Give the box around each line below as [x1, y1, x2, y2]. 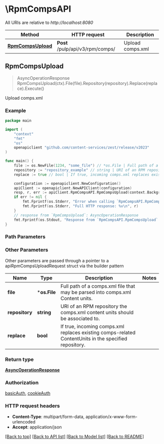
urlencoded [12, 419, 36, 424]
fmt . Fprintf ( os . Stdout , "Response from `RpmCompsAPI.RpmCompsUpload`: [14, 217, 161, 222]
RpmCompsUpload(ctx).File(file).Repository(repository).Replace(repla [17, 80, 158, 86]
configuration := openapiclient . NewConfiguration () [14, 181, 121, 186]
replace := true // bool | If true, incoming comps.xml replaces [14, 172, 150, 177]
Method [20, 31, 40, 38]
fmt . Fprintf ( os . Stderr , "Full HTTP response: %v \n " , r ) [22, 204, 139, 209]
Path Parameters [5, 233, 45, 240]
